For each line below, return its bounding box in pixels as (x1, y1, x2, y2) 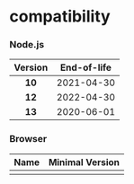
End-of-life (59, 61, 112, 74)
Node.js (9, 39, 45, 51)
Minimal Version (48, 155, 120, 168)
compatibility (9, 6, 111, 27)
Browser (9, 133, 48, 145)
